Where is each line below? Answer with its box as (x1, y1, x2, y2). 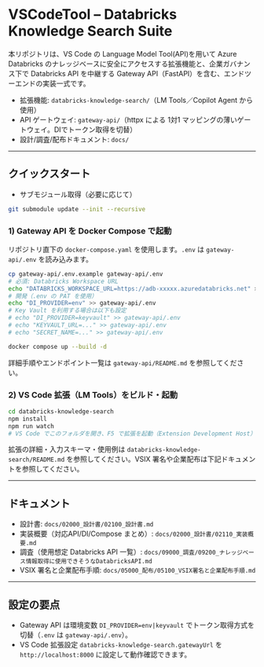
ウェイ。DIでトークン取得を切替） (26, 124, 137, 134)
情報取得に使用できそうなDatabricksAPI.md (25, 558, 152, 566)
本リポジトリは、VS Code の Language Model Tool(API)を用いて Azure (8, 49, 237, 58)
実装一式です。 (42, 79, 90, 88)
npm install (8, 415, 47, 423)
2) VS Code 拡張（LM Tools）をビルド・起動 (8, 389, 178, 400)
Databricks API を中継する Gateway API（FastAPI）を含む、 (30, 68, 225, 78)
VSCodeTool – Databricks (8, 5, 178, 24)
